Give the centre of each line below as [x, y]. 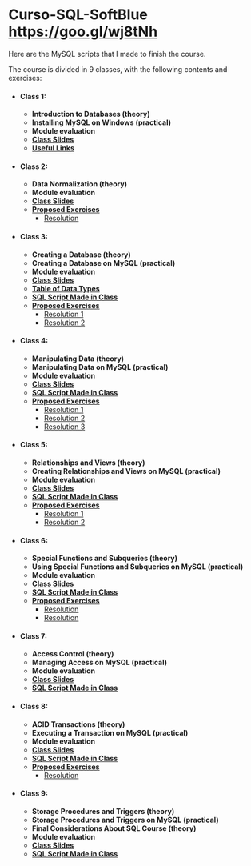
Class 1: [33, 96]
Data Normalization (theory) [80, 184]
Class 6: [34, 540]
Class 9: [34, 793]
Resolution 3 [64, 427]
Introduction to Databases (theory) [91, 114]
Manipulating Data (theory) [78, 359]
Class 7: [34, 636]
